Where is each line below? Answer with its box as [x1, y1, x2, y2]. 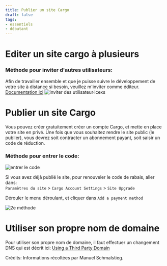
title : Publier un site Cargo [5, 7, 70, 13]
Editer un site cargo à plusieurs [5, 48, 140, 60]
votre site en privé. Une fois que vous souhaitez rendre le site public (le [5, 129, 155, 135]
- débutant [5, 26, 29, 32]
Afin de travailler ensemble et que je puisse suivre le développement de [5, 78, 156, 84]
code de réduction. [5, 140, 45, 146]
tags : [5, 17, 17, 22]
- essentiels [5, 21, 33, 27]
